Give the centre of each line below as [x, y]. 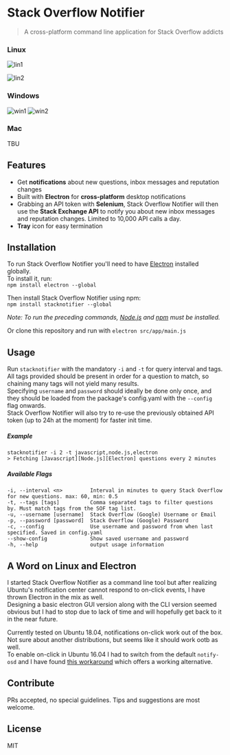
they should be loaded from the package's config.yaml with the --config [110, 398]
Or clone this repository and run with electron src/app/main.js [97, 331]
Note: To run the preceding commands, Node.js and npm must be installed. [114, 318]
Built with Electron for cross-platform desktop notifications [101, 196]
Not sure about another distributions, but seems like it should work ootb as [113, 640]
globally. [19, 271]
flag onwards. [26, 406]
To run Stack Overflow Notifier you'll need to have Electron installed [103, 264]
